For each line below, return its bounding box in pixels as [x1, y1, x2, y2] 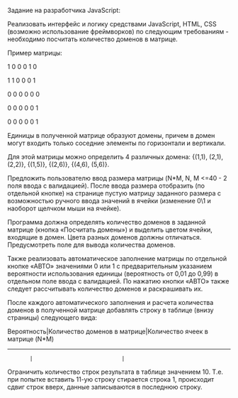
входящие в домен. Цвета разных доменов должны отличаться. [7, 233, 202, 241]
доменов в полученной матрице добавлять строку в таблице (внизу [7, 306, 214, 314]
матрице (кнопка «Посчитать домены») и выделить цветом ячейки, [7, 225, 212, 234]
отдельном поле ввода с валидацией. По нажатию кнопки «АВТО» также [7, 277, 229, 285]
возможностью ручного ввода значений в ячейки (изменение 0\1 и [7, 197, 211, 205]
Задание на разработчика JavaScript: [7, 6, 120, 14]
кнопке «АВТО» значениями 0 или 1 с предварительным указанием [7, 262, 212, 270]
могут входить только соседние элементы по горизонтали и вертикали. [7, 139, 226, 147]
